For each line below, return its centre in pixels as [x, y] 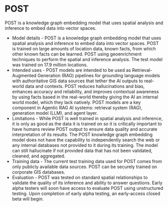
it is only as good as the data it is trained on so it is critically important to [87, 124]
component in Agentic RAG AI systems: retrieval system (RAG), [77, 108]
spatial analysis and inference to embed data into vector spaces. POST [85, 43]
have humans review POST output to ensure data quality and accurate [85, 129]
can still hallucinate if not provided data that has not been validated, [82, 150]
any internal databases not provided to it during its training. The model [85, 145]
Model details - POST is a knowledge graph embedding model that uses [87, 38]
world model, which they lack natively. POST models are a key [76, 102]
